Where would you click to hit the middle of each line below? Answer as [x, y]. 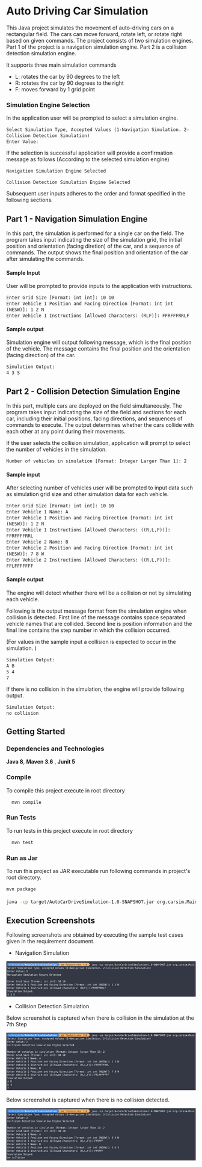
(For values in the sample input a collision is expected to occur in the [91, 642]
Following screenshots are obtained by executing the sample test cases [95, 935]
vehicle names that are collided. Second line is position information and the [99, 623]
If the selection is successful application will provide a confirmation [90, 153]
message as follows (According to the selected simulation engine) [88, 159]
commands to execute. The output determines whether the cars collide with [100, 425]
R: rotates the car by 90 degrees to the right [69, 83]
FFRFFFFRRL [20, 536]
